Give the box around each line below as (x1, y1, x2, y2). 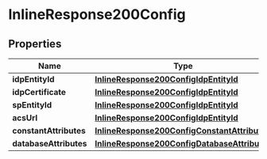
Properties (8, 37, 62, 51)
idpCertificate (12, 87, 66, 97)
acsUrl (12, 112, 38, 123)
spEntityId (12, 100, 52, 110)
